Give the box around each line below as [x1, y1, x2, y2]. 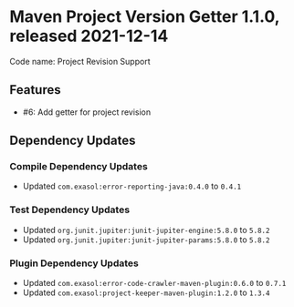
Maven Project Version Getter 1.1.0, [9, 6, 280, 27]
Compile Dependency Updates [9, 160, 148, 173]
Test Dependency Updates [9, 203, 131, 216]
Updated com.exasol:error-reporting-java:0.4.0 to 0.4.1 [22, 180, 242, 192]
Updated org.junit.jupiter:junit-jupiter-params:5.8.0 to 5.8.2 [22, 234, 270, 245]
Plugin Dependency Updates [9, 257, 139, 270]
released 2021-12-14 [9, 26, 169, 46]
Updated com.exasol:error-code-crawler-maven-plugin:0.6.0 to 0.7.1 [22, 278, 287, 289]
